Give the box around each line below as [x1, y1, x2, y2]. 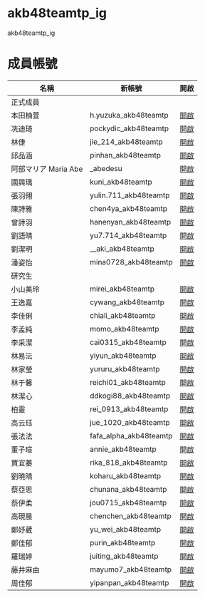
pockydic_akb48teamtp [90, 123, 169, 133]
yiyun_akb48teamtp [90, 351, 157, 361]
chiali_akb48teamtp [90, 310, 156, 320]
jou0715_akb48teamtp [90, 498, 167, 507]
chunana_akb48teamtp [90, 484, 167, 494]
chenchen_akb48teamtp [90, 511, 172, 521]
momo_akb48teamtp [90, 324, 159, 334]
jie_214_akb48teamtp [90, 137, 163, 147]
